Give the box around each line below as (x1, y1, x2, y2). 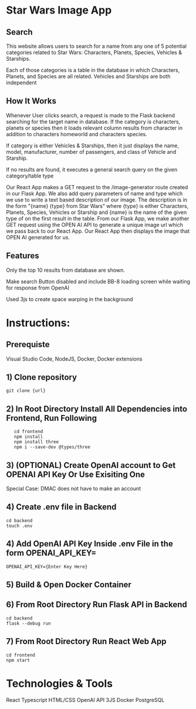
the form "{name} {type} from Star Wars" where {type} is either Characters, (6, 202, 189, 209)
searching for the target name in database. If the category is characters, (6, 118, 181, 125)
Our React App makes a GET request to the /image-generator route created (6, 183, 188, 190)
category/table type (6, 172, 54, 179)
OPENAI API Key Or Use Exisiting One (6, 469, 146, 479)
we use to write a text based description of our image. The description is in (6, 196, 188, 203)
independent (6, 79, 37, 86)
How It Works (6, 96, 57, 106)
